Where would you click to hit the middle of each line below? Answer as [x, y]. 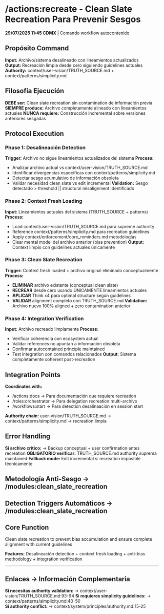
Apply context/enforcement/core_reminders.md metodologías [74, 237]
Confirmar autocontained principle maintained [58, 349]
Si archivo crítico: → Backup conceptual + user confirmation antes [72, 448]
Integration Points [33, 375]
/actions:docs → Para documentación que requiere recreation [74, 396]
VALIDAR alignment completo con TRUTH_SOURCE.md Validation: [80, 300]
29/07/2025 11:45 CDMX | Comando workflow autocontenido [67, 33]
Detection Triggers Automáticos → [59, 503]
